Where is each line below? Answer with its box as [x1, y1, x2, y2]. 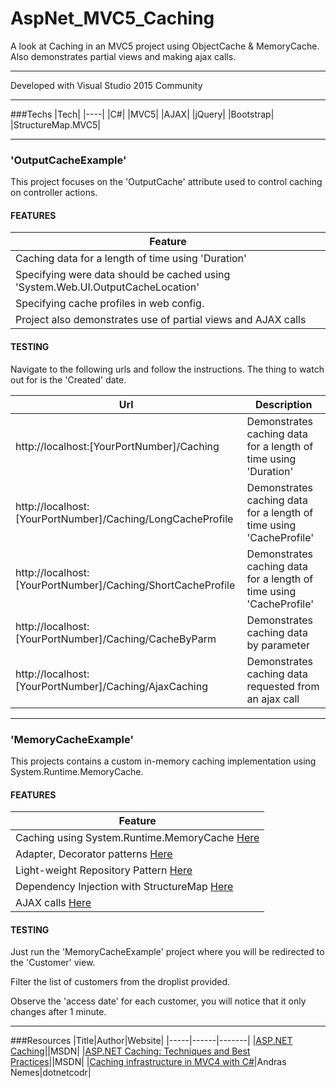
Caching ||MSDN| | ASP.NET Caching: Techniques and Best [10, 1045, 251, 1057]
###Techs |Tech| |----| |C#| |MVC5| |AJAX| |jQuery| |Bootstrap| [10, 108, 275, 120]
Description [255, 397, 313, 411]
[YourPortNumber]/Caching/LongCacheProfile [15, 512, 234, 526]
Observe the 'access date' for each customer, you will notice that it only [10, 995, 307, 1007]
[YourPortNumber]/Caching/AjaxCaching [15, 679, 208, 693]
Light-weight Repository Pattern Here [15, 863, 193, 877]
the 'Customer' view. [10, 957, 96, 969]
